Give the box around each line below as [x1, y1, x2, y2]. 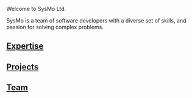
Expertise [6, 41, 44, 51]
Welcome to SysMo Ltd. [6, 5, 66, 12]
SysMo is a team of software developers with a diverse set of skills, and [6, 17, 187, 24]
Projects [6, 61, 39, 72]
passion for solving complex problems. [6, 24, 104, 30]
